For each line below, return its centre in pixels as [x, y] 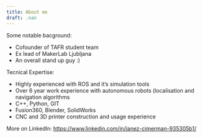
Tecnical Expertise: [30, 72]
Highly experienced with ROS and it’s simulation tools [82, 84]
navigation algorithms [42, 97]
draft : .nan [21, 18]
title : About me [27, 12]
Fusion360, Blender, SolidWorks [55, 110]
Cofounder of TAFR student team [57, 47]
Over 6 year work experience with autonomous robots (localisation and [105, 90]
